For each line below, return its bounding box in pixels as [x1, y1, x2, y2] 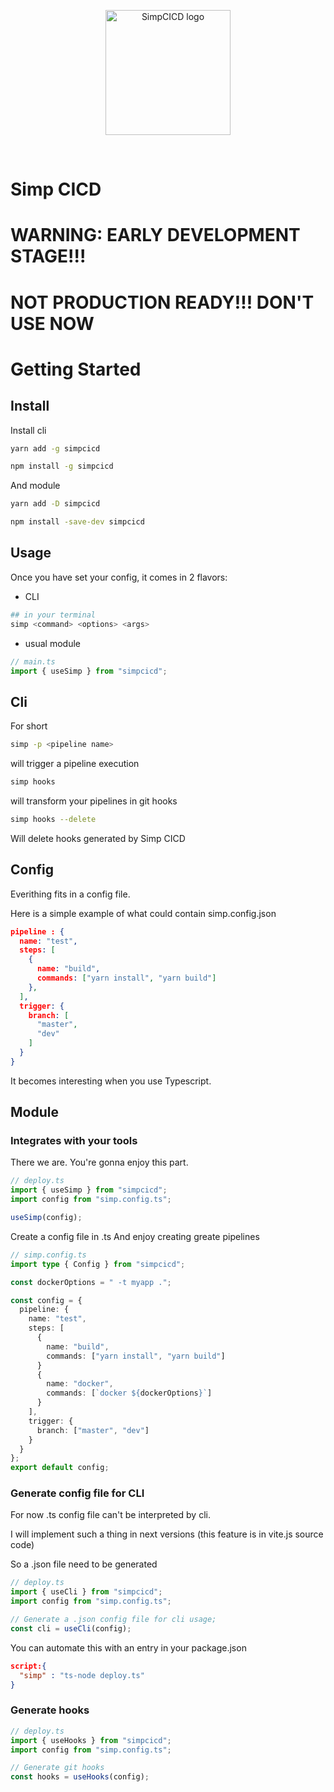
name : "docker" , [46, 1379, 114, 1389]
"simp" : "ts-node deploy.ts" [19, 1670, 145, 1680]
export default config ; [10, 1463, 110, 1473]
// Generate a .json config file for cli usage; [10, 1615, 217, 1625]
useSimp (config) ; [10, 1213, 83, 1223]
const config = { [10, 1295, 83, 1305]
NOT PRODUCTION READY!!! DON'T [10, 291, 315, 314]
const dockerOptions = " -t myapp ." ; [10, 1277, 172, 1287]
